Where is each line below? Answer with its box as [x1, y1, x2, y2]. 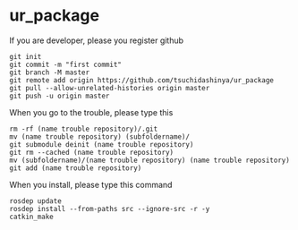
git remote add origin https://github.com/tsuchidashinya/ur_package [9, 75, 275, 85]
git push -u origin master [9, 91, 110, 100]
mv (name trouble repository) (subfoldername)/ [9, 132, 191, 141]
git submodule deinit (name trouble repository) [9, 140, 194, 149]
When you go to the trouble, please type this [9, 106, 174, 117]
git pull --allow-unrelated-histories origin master [9, 83, 210, 92]
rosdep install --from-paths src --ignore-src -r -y [9, 204, 210, 213]
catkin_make [9, 212, 54, 221]
